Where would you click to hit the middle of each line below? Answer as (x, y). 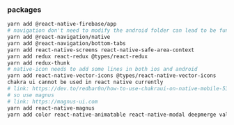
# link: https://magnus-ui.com (53, 101)
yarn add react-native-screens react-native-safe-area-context (101, 50)
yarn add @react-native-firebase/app (62, 24)
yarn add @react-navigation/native (59, 37)
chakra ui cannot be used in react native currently (85, 82)
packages (24, 10)
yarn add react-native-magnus (51, 108)
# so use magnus (31, 95)
